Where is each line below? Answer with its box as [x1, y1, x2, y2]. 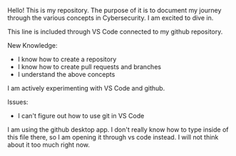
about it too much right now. [7, 140, 91, 149]
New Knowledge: [7, 41, 58, 49]
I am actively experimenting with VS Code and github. [7, 84, 165, 92]
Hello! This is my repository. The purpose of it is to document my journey [7, 6, 222, 14]
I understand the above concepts [17, 71, 116, 78]
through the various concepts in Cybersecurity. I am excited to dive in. [7, 14, 214, 22]
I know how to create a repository [17, 55, 117, 63]
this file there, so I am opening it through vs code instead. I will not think [7, 133, 219, 141]
